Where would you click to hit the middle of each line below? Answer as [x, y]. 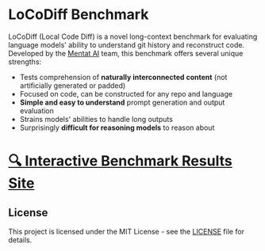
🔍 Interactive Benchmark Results [120, 161]
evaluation [36, 110]
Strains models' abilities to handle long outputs [96, 119]
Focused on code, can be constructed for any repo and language [126, 93]
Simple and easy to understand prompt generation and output [122, 102]
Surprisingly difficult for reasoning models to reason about [117, 127]
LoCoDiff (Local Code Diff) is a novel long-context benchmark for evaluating [133, 36]
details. [20, 240]
